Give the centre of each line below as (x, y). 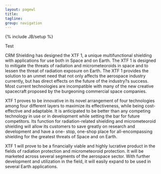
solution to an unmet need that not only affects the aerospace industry (75, 76)
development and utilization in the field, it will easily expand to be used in (78, 161)
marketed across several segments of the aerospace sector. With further (78, 156)
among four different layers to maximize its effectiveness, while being (74, 106)
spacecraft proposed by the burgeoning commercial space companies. (76, 91)
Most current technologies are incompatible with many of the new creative (80, 86)
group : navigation (24, 23)
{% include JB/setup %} (29, 37)
